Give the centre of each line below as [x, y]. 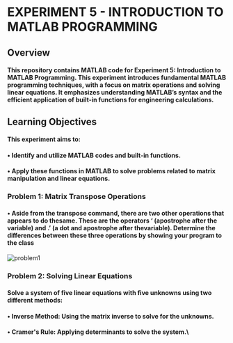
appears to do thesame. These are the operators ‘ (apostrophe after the [112, 221]
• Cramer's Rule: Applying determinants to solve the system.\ [98, 332]
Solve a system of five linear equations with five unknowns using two [110, 292]
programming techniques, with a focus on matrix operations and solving [114, 85]
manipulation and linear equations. [59, 179]
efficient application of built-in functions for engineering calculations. [111, 100]
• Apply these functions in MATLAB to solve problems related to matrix [111, 171]
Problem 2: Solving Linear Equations [70, 276]
